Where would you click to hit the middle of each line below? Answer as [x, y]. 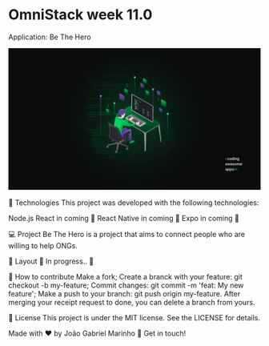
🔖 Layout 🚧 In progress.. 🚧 [51, 261]
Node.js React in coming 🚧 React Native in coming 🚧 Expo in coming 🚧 [124, 219]
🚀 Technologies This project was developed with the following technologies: [134, 203]
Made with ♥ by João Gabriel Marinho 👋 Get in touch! [97, 333]
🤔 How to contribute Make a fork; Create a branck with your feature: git [125, 277]
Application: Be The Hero [50, 37]
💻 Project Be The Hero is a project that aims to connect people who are [127, 235]
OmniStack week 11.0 [80, 15]
